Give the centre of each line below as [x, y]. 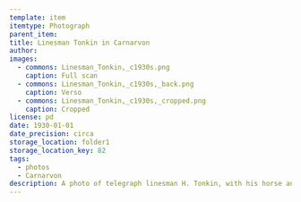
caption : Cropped [58, 109]
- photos [34, 167]
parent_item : [34, 34]
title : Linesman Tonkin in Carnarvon [80, 42]
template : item [38, 17]
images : [24, 59]
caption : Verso [54, 92]
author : [24, 51]
